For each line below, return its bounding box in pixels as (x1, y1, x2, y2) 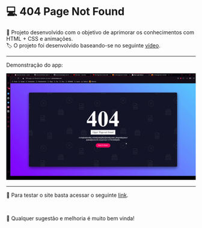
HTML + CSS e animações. (6, 35, 73, 42)
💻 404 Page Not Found (6, 5, 125, 19)
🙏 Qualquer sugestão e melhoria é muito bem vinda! (6, 214, 135, 222)
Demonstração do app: (6, 61, 63, 68)
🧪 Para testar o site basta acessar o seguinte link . (6, 191, 129, 199)
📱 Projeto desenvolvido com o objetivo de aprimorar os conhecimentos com (6, 28, 194, 36)
